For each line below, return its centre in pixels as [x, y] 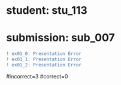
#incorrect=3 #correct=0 [37, 76]
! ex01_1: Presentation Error [44, 59]
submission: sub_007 [60, 38]
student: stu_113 [47, 10]
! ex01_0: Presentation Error [44, 54]
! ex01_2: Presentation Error [44, 65]
